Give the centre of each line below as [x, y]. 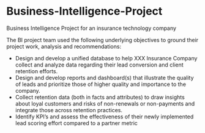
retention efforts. [36, 71]
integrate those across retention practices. [69, 110]
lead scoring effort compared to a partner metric [76, 123]
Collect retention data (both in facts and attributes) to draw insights [100, 97]
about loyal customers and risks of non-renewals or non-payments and [105, 103]
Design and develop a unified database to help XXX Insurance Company [106, 58]
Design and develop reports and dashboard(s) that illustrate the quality [104, 77]
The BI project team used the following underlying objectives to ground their [102, 40]
